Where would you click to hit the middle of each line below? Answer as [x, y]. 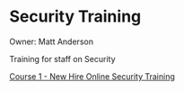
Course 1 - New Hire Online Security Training [92, 76]
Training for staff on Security [62, 59]
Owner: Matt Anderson [52, 41]
